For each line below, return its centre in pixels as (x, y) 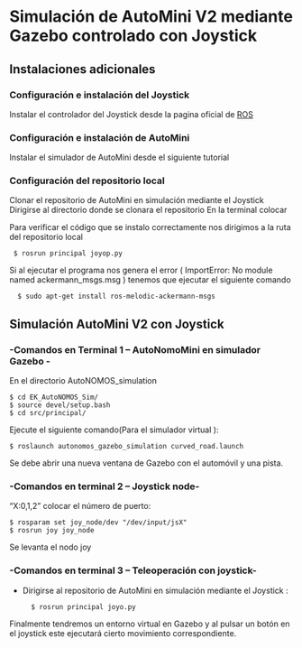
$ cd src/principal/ (48, 413)
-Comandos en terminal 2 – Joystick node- (105, 486)
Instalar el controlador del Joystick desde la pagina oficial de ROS (132, 114)
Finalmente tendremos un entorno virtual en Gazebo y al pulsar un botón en (150, 624)
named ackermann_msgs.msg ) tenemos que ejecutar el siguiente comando (150, 280)
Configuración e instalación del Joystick (100, 95)
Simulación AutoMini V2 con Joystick (117, 324)
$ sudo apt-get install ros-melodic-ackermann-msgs (117, 296)
